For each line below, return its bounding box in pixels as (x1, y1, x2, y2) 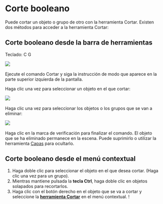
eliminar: (5, 111, 23, 116)
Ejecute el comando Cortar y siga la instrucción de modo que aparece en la (5, 71, 157, 77)
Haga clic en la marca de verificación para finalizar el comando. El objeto (5, 130, 153, 136)
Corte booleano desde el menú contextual (5, 155, 136, 163)
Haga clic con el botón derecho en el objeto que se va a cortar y (12, 188, 142, 194)
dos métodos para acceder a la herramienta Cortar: (5, 24, 109, 30)
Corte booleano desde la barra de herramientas (5, 39, 153, 47)
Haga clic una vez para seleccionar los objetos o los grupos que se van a (5, 105, 153, 111)
